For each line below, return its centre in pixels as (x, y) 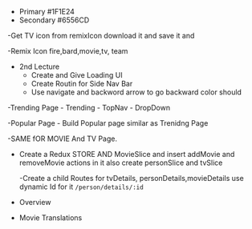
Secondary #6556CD (54, 20)
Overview (35, 202)
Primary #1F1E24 (47, 12)
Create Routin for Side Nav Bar (82, 84)
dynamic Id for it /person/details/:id (81, 187)
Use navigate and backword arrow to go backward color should (136, 92)
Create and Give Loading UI (77, 75)
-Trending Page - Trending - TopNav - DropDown (89, 108)
